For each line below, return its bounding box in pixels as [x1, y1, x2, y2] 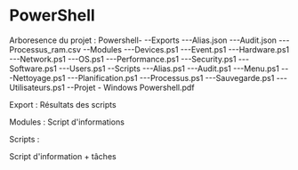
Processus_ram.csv [9, 44, 82, 54]
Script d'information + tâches [9, 150, 117, 161]
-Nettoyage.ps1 [9, 72, 66, 83]
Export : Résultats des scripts [9, 99, 117, 109]
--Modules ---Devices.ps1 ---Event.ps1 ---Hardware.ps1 [83, 44, 290, 54]
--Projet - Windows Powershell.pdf [66, 82, 195, 93]
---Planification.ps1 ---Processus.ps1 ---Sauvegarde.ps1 [67, 72, 275, 83]
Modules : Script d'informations [9, 117, 125, 127]
